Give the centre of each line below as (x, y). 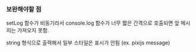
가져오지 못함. (33, 30)
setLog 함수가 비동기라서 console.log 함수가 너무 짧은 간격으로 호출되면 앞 (93, 23)
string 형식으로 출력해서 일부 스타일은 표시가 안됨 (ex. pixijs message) (88, 43)
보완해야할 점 (24, 9)
